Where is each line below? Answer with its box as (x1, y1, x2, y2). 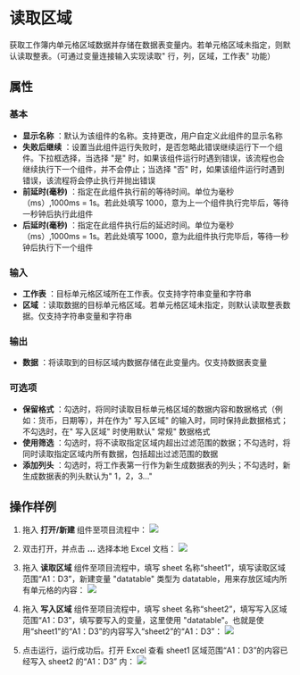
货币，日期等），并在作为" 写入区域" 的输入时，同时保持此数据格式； (37, 414, 288, 425)
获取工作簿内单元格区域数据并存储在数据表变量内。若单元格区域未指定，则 (9, 39, 283, 50)
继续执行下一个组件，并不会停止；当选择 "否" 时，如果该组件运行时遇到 (21, 163, 285, 174)
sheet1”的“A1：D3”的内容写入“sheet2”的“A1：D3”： (33, 626, 223, 637)
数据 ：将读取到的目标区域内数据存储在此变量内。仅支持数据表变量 (21, 357, 268, 368)
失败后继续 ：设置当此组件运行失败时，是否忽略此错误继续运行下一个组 (21, 141, 283, 152)
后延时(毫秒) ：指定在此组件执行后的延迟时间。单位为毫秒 (21, 220, 235, 230)
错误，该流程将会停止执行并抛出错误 (21, 175, 156, 186)
